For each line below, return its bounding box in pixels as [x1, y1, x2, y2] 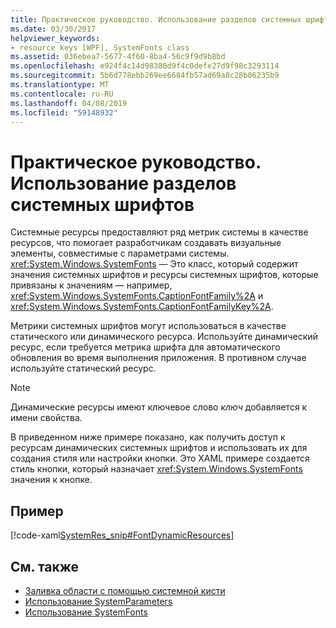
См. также [10, 558, 80, 575]
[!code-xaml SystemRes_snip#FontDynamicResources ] [10, 529, 235, 541]
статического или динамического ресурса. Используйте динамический [10, 331, 318, 343]
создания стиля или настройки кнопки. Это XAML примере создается [10, 452, 310, 465]
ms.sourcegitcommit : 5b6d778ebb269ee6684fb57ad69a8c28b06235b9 [10, 71, 280, 81]
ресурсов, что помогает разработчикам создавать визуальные [10, 237, 282, 249]
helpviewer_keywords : [10, 33, 101, 43]
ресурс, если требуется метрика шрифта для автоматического [10, 341, 281, 353]
